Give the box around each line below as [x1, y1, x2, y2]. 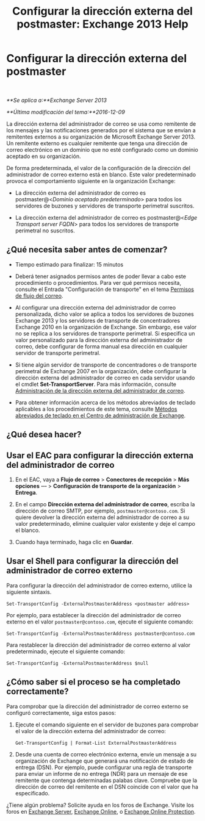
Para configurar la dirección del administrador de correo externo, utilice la [6, 581, 192, 589]
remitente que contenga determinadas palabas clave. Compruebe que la [15, 776, 197, 784]
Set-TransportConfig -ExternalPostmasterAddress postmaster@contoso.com [6, 630, 195, 637]
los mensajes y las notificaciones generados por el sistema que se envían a [6, 126, 196, 134]
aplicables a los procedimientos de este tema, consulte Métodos [15, 405, 178, 412]
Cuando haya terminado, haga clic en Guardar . [15, 538, 134, 545]
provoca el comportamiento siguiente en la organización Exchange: [6, 177, 176, 184]
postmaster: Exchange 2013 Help [16, 17, 189, 31]
